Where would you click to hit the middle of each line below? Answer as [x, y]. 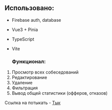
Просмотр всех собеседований [45, 72]
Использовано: [30, 8]
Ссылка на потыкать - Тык [33, 103]
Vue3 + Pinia [25, 30]
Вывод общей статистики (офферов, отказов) [60, 93]
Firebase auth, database [36, 20]
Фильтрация [25, 88]
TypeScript [23, 39]
